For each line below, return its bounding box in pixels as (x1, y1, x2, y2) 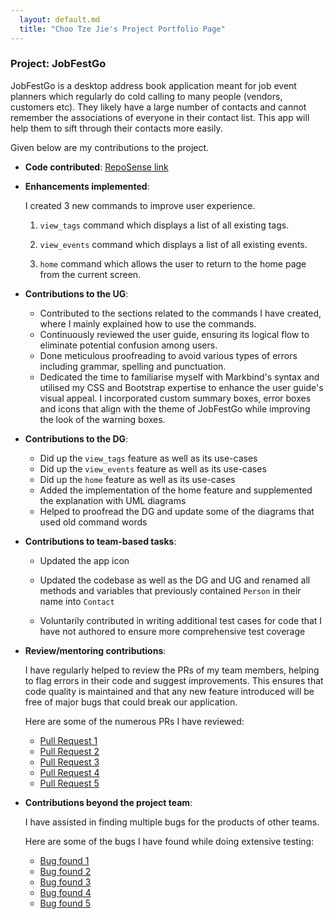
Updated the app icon (39, 554, 130, 566)
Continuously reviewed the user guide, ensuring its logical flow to (39, 328, 310, 340)
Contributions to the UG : (24, 287, 129, 300)
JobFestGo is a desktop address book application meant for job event (10, 79, 297, 91)
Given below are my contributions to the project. (10, 141, 210, 153)
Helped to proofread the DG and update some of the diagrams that (39, 505, 315, 517)
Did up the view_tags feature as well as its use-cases (39, 452, 258, 464)
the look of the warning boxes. (39, 413, 166, 425)
